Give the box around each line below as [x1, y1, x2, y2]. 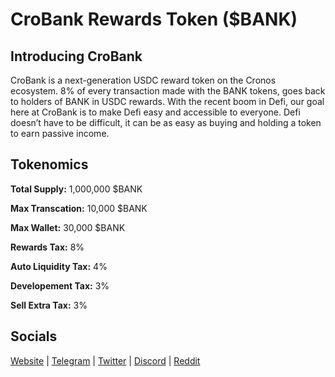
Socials [10, 328, 58, 345]
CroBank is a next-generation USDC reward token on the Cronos [10, 74, 277, 86]
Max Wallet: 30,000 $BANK [10, 221, 126, 233]
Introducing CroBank [10, 48, 143, 65]
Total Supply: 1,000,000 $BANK [10, 183, 143, 195]
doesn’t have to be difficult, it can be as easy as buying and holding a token [10, 117, 322, 128]
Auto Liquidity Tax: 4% [10, 260, 108, 272]
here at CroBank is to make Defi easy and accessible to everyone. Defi [10, 106, 301, 118]
